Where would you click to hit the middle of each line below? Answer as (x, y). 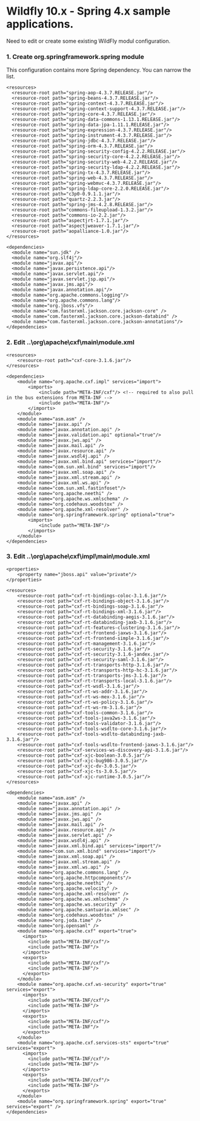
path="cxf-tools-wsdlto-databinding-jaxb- (112, 734)
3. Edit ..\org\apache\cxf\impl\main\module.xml (78, 557)
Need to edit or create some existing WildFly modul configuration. (88, 41)
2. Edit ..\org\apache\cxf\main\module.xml (70, 342)
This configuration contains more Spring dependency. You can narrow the (99, 70)
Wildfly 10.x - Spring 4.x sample (88, 11)
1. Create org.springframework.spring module (75, 57)
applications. (40, 24)
